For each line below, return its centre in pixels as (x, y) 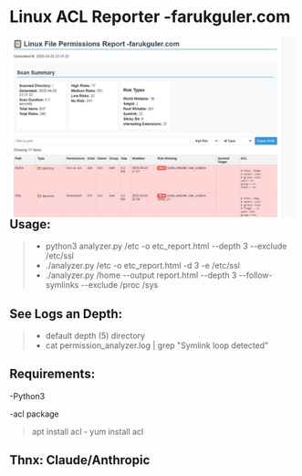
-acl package (34, 414)
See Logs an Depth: (66, 314)
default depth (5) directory (95, 335)
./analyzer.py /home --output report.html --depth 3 (141, 275)
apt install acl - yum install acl (88, 431)
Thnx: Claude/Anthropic (80, 460)
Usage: (31, 224)
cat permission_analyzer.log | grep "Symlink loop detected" (157, 345)
